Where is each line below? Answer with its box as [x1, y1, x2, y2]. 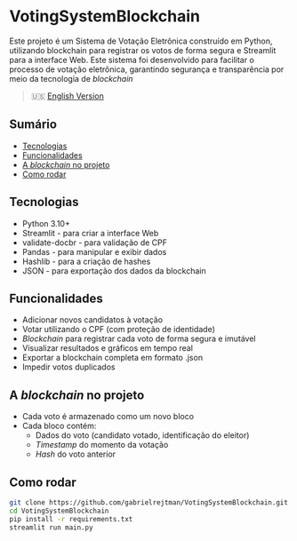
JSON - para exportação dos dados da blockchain [21, 265, 206, 276]
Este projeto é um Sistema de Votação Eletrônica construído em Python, [9, 36, 273, 46]
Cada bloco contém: [21, 420, 97, 432]
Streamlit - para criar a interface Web [21, 227, 159, 238]
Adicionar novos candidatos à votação [21, 314, 163, 325]
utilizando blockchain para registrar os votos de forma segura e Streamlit [9, 44, 277, 55]
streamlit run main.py [9, 522, 93, 532]
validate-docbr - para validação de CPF [21, 237, 167, 248]
